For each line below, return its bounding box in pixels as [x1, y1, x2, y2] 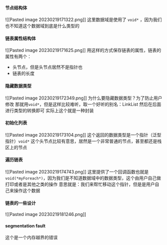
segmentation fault [5, 222, 46, 228]
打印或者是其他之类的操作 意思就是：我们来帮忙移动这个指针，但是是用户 [5, 181, 155, 187]
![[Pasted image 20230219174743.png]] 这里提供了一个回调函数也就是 [5, 169, 149, 175]
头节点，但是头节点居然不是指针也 [12, 64, 83, 70]
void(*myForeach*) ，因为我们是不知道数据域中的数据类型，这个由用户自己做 [5, 175, 161, 181]
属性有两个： [5, 53, 31, 59]
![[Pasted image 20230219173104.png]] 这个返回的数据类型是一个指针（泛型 [5, 131, 162, 137]
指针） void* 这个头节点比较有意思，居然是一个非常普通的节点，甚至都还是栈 [5, 138, 162, 144]
